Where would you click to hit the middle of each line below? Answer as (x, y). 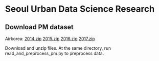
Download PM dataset (39, 27)
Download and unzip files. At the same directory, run (58, 48)
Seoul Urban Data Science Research (80, 9)
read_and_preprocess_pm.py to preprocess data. (55, 53)
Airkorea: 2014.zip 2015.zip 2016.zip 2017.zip (50, 39)
